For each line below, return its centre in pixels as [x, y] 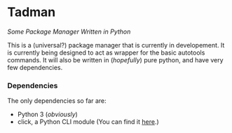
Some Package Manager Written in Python [69, 31]
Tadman [32, 12]
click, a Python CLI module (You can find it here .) [88, 122]
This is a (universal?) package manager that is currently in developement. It [116, 45]
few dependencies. [35, 67]
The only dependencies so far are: [57, 101]
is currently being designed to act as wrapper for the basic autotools [106, 52]
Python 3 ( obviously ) [48, 114]
